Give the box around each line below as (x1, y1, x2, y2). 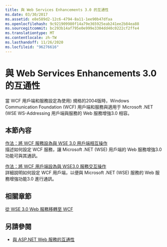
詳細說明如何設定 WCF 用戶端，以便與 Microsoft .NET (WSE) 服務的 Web (5, 169, 155, 175)
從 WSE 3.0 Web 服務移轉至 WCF (5, 206, 73, 212)
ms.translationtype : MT (5, 30, 55, 35)
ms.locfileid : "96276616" (5, 44, 59, 49)
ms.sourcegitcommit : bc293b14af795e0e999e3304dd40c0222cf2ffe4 (5, 26, 140, 31)
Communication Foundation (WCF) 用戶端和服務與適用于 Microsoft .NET (5, 103, 154, 110)
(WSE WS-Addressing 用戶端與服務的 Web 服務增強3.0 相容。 (5, 110, 132, 116)
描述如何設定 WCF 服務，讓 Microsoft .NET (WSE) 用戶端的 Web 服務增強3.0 (5, 146, 162, 152)
